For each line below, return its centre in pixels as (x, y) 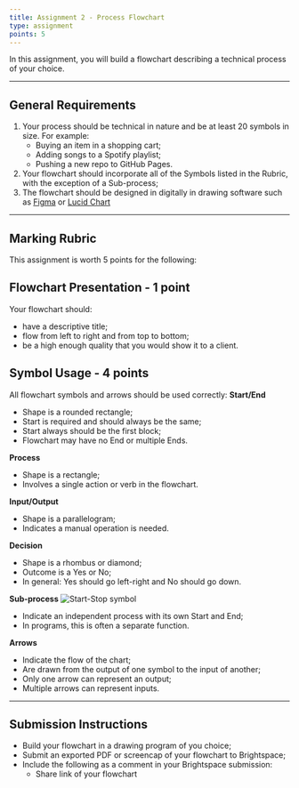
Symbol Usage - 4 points (79, 373)
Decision (26, 545)
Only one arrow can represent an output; (97, 679)
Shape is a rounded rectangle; (77, 412)
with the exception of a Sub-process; (90, 183)
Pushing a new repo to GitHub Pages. (104, 165)
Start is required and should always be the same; (112, 421)
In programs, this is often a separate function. (105, 625)
